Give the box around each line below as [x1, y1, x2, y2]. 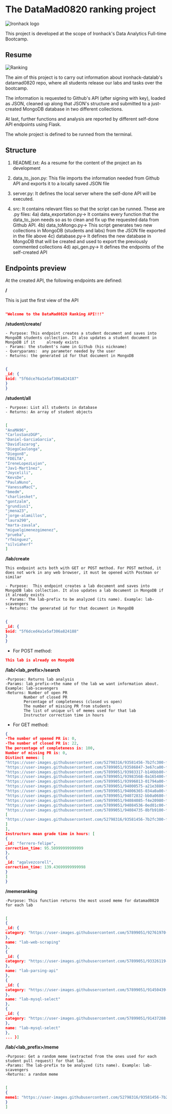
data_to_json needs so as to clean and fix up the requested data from [12, 216, 160, 223]
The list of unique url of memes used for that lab [24, 708, 137, 713]
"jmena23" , [5, 508, 29, 514]
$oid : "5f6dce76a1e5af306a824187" [5, 376, 79, 381]
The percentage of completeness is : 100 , [5, 746, 95, 751]
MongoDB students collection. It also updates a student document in [5, 335, 157, 341]
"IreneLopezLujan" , [5, 461, 47, 466]
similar [5, 575, 22, 580]
